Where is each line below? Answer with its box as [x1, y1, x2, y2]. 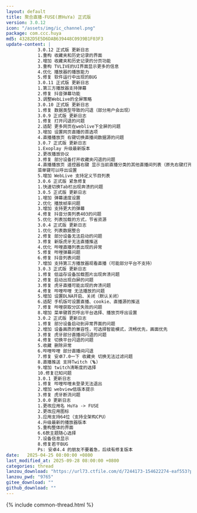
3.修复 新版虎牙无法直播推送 [37, 239, 98, 244]
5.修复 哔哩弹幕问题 [37, 250, 81, 256]
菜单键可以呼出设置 [37, 167, 77, 174]
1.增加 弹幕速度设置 [37, 195, 81, 201]
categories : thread [6, 463, 54, 469]
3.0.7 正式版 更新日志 [37, 140, 87, 146]
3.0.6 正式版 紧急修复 [37, 178, 87, 184]
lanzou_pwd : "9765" [6, 474, 54, 480]
